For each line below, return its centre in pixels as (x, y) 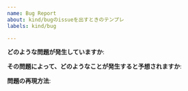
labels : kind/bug (32, 26)
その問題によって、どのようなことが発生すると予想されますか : (95, 67)
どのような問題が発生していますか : (56, 52)
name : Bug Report (32, 13)
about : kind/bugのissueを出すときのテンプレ (66, 20)
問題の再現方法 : (29, 81)
